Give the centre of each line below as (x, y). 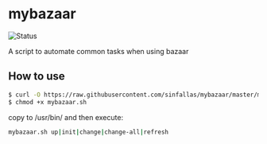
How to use (37, 76)
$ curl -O (25, 95)
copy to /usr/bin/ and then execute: (66, 117)
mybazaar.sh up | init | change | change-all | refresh (89, 132)
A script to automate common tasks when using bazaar (99, 51)
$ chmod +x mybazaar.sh (48, 102)
